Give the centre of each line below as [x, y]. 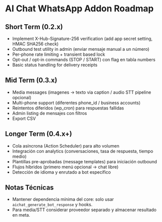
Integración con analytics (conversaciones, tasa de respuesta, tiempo [83, 151]
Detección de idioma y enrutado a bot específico [62, 172]
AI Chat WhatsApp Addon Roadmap [79, 9]
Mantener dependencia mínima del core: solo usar [63, 199]
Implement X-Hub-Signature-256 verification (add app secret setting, [82, 38]
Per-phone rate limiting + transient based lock [59, 54]
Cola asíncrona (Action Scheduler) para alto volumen [66, 146]
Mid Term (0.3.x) [31, 80]
